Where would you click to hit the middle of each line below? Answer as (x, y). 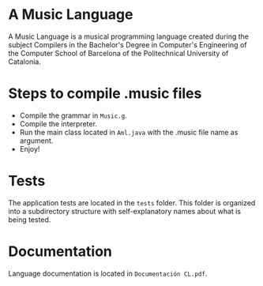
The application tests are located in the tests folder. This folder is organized (132, 202)
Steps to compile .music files (105, 94)
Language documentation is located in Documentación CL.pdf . (108, 273)
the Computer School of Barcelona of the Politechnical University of (118, 53)
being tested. (30, 220)
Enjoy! (30, 149)
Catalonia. (24, 62)
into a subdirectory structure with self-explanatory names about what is (125, 211)
